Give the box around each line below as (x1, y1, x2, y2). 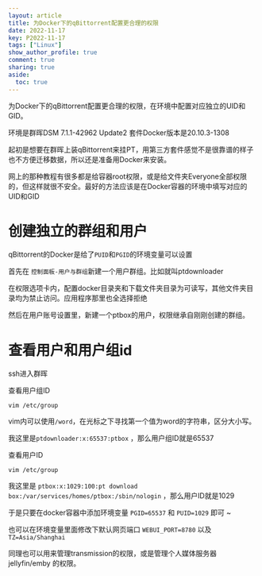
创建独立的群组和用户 (8, 222, 148, 240)
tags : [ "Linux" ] (8, 41, 62, 49)
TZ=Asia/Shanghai (8, 534, 66, 542)
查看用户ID (8, 450, 44, 460)
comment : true (8, 56, 56, 64)
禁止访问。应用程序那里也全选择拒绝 (29, 293, 148, 303)
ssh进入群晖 (8, 369, 48, 378)
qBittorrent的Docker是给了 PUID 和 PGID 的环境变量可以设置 (8, 249, 193, 259)
